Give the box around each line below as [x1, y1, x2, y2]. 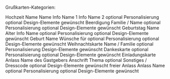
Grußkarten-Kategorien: [5, 5, 56, 10]
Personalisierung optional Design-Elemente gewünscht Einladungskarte [5, 52, 156, 58]
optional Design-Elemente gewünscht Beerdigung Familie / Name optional [5, 20, 161, 25]
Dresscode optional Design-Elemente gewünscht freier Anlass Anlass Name [5, 63, 165, 68]
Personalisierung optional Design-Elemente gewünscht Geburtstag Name [5, 25, 159, 31]
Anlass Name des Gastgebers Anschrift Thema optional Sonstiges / [5, 57, 147, 63]
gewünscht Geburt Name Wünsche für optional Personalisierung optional [5, 35, 159, 42]
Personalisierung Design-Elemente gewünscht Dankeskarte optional [5, 47, 149, 52]
